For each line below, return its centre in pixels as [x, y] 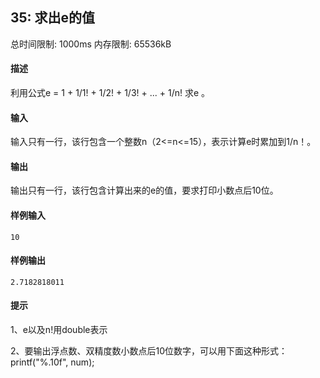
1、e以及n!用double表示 [59, 330]
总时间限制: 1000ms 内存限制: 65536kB [91, 44]
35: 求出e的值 [53, 18]
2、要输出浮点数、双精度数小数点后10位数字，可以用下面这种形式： [149, 351]
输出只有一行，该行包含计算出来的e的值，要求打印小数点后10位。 [144, 190]
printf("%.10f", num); [52, 362]
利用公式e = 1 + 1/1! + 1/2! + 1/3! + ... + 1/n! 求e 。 [110, 93]
